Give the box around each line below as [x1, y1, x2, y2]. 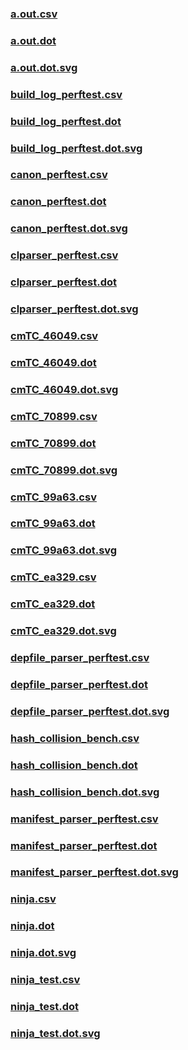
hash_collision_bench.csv [10, 731, 140, 745]
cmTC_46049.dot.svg [10, 382, 119, 396]
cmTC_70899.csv [10, 409, 98, 423]
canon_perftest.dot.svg [10, 222, 128, 236]
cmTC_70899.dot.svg [10, 463, 118, 477]
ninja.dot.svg [10, 946, 77, 960]
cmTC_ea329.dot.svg [10, 624, 117, 638]
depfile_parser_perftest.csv [10, 651, 150, 665]
